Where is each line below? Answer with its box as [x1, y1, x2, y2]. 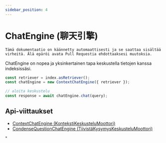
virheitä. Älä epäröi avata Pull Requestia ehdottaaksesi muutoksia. [5, 51, 153, 56]
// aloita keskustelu [5, 89, 50, 94]
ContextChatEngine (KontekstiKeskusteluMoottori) [12, 120, 116, 126]
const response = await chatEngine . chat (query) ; [5, 93, 108, 99]
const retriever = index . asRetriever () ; [5, 75, 90, 80]
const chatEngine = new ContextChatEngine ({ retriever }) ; [5, 80, 130, 85]
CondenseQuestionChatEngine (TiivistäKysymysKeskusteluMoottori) [12, 126, 153, 132]
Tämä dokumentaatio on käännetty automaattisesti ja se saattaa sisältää [5, 47, 162, 52]
